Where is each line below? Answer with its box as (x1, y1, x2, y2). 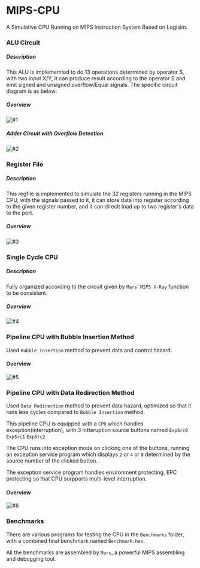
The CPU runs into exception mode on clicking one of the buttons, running (6, 445, 190, 452)
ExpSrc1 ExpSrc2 (6, 434, 46, 440)
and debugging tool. (6, 555, 56, 562)
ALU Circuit (6, 38, 41, 47)
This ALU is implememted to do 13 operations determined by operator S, (6, 68, 184, 75)
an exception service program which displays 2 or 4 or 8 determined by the (6, 451, 190, 458)
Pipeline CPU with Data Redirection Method (6, 388, 135, 397)
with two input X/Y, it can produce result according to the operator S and (6, 74, 186, 81)
